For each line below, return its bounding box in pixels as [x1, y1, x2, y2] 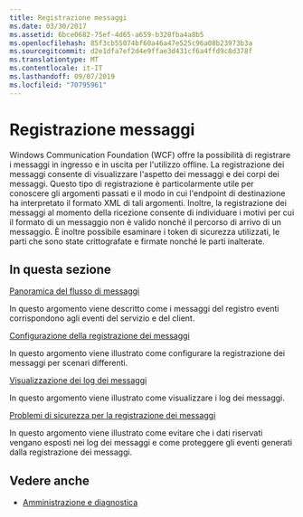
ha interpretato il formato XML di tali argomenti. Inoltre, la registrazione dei [9, 197, 288, 208]
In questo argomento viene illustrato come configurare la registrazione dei [9, 348, 286, 359]
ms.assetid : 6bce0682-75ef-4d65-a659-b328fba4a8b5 [9, 30, 204, 39]
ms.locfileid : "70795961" [9, 80, 107, 89]
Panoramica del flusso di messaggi [9, 286, 140, 296]
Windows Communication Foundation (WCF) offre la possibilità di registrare [9, 149, 291, 160]
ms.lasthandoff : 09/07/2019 [9, 72, 116, 81]
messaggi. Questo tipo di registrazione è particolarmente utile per [9, 178, 255, 189]
